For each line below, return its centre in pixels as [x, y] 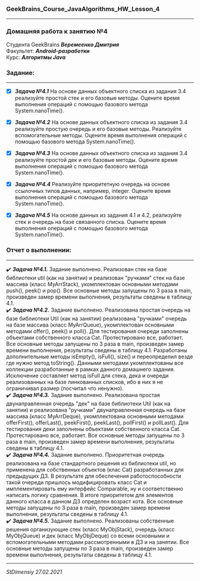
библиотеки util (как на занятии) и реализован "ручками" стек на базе [96, 278]
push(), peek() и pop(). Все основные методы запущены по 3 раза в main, [99, 290]
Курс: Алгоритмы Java [36, 57]
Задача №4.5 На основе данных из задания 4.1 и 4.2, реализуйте [98, 215]
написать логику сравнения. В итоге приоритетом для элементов [90, 495]
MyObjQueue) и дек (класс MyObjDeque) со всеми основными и [88, 536]
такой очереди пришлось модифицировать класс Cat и [76, 482]
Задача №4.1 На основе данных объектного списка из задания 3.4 [100, 91]
